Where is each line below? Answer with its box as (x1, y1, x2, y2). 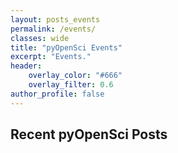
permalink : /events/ (10, 24, 97, 34)
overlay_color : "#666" (28, 71, 123, 81)
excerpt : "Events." (10, 52, 92, 62)
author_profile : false (10, 89, 105, 99)
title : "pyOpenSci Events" (10, 42, 123, 53)
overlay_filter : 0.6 (28, 80, 114, 90)
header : (10, 61, 43, 71)
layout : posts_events (10, 14, 101, 25)
